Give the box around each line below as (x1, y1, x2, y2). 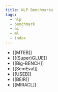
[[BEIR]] (12, 76, 30, 82)
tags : (5, 12, 17, 17)
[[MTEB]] (12, 49, 32, 56)
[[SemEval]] (12, 65, 38, 71)
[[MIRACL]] (12, 81, 37, 87)
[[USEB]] (12, 71, 32, 77)
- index (10, 36, 26, 41)
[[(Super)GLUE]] (12, 55, 47, 61)
